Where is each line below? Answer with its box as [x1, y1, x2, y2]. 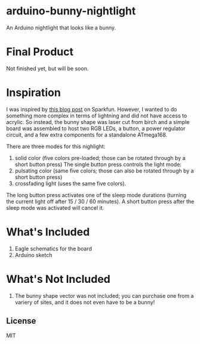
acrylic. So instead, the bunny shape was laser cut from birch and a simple [6, 118, 190, 125]
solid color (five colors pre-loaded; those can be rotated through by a [14, 154, 186, 161]
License [6, 316, 36, 326]
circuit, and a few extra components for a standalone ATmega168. [6, 131, 168, 138]
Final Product [6, 45, 73, 59]
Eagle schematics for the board [14, 245, 93, 252]
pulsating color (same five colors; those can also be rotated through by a [14, 167, 194, 174]
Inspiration [6, 86, 61, 99]
